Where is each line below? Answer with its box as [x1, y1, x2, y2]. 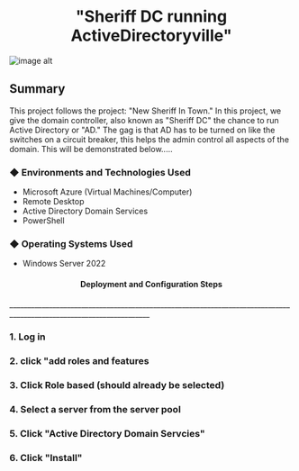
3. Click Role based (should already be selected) [9, 379, 225, 392]
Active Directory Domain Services [22, 205, 149, 217]
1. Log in [9, 331, 46, 343]
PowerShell [22, 215, 65, 226]
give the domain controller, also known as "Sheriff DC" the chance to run [9, 114, 279, 125]
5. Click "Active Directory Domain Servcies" [9, 428, 205, 440]
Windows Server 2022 [22, 258, 106, 269]
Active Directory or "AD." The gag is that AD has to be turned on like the [9, 124, 276, 135]
